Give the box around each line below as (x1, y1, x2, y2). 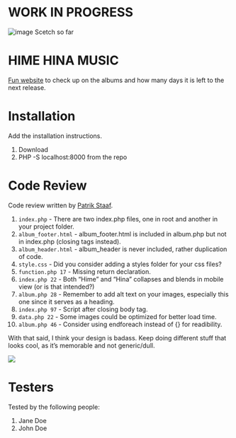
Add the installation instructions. (8, 132, 102, 140)
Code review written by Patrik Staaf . (8, 201, 113, 209)
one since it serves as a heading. (18, 297, 116, 306)
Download (18, 145, 49, 154)
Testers (8, 379, 54, 395)
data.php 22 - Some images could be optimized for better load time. (18, 312, 217, 321)
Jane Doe (18, 416, 47, 425)
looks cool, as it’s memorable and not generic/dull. (8, 341, 155, 350)
